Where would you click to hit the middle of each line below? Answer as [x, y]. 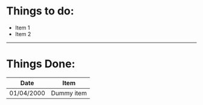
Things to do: [40, 11]
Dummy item [69, 93]
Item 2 [23, 34]
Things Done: [41, 64]
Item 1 [22, 28]
